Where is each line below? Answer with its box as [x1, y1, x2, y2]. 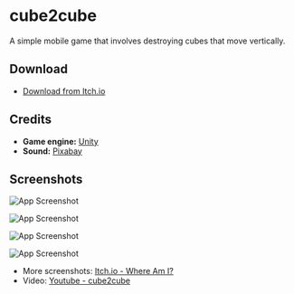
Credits [9, 112, 52, 128]
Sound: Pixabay [22, 146, 83, 156]
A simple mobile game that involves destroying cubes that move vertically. [9, 35, 286, 46]
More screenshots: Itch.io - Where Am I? [22, 266, 174, 277]
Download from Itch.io [22, 85, 106, 96]
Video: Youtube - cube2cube [22, 275, 131, 286]
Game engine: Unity [22, 136, 100, 147]
